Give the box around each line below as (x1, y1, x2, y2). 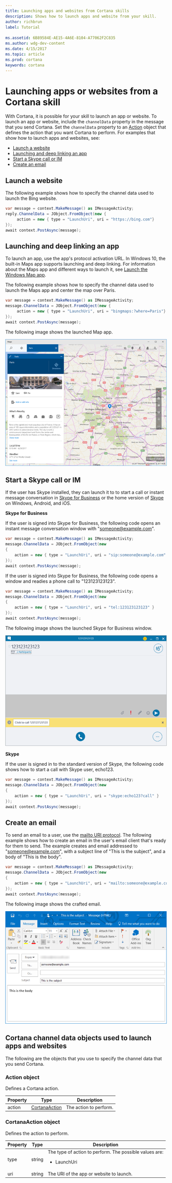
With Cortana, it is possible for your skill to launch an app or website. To (5, 113, 157, 119)
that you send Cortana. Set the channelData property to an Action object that (5, 124, 166, 131)
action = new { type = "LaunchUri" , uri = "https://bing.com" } (16, 216, 155, 222)
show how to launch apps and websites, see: (5, 135, 100, 141)
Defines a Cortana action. (5, 1085, 59, 1092)
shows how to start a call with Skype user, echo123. (5, 766, 114, 773)
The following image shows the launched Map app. (5, 329, 113, 335)
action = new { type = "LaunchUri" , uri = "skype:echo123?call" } (14, 793, 159, 799)
